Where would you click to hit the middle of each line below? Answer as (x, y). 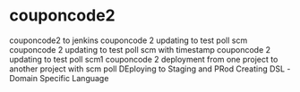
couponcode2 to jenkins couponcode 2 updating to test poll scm (129, 40)
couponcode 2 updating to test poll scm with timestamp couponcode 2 (140, 49)
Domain (24, 78)
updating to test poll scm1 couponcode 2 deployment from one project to (144, 59)
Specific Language (74, 78)
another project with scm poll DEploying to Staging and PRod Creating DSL (147, 69)
